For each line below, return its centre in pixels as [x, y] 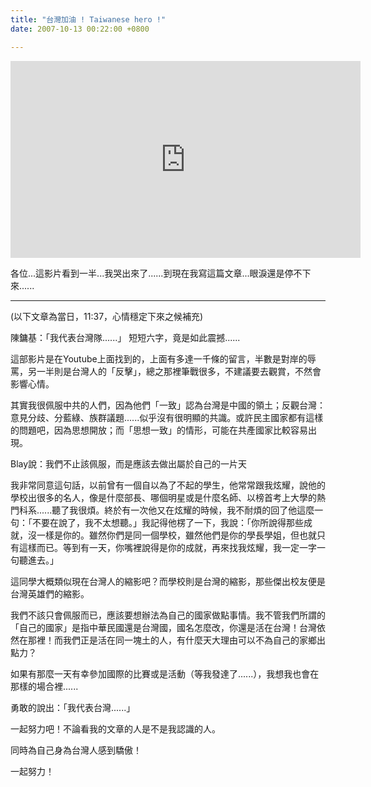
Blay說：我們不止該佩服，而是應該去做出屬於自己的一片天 [129, 463]
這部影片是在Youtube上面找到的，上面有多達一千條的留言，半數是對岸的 [159, 358]
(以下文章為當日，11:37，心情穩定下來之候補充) [107, 316]
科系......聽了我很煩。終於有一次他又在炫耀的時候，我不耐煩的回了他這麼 [166, 510]
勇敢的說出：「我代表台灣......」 [73, 707]
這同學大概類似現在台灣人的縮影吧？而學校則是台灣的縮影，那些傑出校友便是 [168, 581]
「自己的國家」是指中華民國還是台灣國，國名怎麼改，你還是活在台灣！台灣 [163, 627]
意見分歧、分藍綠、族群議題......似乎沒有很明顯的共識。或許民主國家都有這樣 [167, 417]
